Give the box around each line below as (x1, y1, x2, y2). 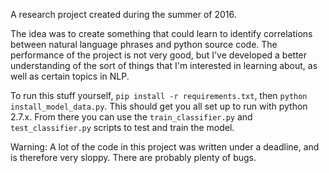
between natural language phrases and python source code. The (10, 39, 278, 50)
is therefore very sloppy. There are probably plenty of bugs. (10, 152, 257, 163)
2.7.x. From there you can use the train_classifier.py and (10, 111, 253, 123)
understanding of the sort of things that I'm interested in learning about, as (10, 60, 318, 71)
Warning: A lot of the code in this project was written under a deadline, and (10, 141, 320, 153)
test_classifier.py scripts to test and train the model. (10, 122, 235, 133)
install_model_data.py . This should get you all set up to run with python (10, 100, 308, 112)
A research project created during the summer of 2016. (10, 9, 237, 20)
